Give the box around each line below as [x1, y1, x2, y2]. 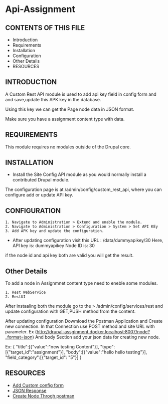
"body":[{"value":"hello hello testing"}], [66, 349, 147, 355]
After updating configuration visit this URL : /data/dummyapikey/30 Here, [12, 237, 163, 244]
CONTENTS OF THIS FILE [5, 24, 85, 32]
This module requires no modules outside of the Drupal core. [5, 144, 131, 150]
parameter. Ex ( [5, 329, 37, 335]
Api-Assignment [5, 4, 75, 15]
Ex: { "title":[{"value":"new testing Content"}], [5, 344, 99, 350]
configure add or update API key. [5, 192, 74, 198]
